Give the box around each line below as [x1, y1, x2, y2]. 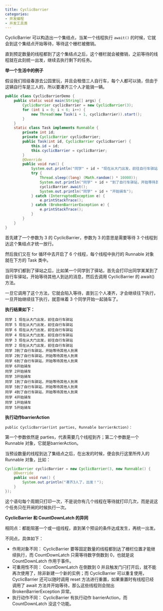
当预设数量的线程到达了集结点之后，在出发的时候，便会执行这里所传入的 [5, 450, 149, 456]
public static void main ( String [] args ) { [14, 98, 101, 103]
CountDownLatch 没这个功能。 [12, 600, 74, 607]
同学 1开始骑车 [5, 400, 32, 405]
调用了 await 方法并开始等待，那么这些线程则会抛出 [12, 582, 115, 588]
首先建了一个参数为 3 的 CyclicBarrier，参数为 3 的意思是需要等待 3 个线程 [5, 234, 154, 240]
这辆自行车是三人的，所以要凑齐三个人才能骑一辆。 [5, 84, 107, 90]
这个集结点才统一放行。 [9, 241, 56, 247]
